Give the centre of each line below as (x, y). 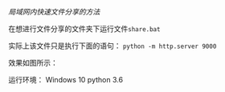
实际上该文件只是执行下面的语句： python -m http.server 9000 (112, 46)
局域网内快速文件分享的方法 (54, 12)
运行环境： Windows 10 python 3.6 (65, 80)
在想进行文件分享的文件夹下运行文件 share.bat (84, 29)
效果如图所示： (33, 63)
